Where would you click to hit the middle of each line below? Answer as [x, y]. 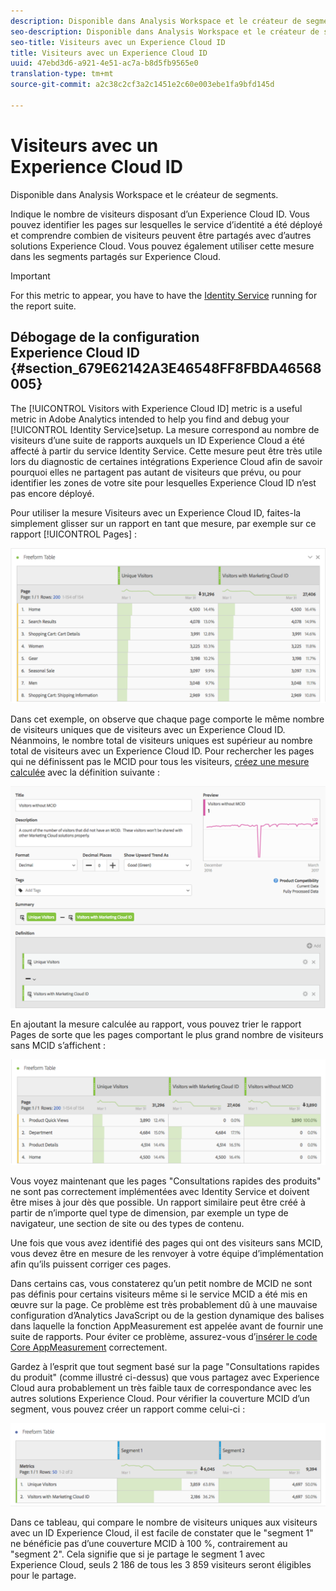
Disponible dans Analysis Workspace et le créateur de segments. [144, 194]
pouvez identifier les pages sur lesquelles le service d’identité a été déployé [166, 224]
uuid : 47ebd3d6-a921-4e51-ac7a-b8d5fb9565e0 [104, 63]
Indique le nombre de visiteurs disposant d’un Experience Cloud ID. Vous [160, 214]
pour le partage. [43, 1576]
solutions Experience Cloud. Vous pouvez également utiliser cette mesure [162, 246]
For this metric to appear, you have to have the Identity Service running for [164, 295]
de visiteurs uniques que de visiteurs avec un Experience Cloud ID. [148, 729]
